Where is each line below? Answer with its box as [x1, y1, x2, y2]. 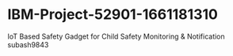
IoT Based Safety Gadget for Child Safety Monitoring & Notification [7, 32, 225, 41]
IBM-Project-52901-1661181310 [7, 6, 219, 24]
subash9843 [7, 39, 49, 49]
